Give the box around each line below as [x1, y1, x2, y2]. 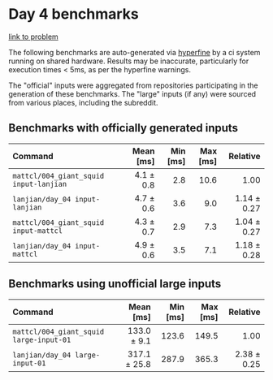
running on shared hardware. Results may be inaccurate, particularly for [8, 56, 249, 66]
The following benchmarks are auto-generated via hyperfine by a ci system [8, 47, 261, 57]
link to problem [8, 32, 58, 41]
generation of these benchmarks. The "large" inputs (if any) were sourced [8, 89, 257, 98]
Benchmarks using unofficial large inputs [8, 277, 222, 291]
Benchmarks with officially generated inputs [8, 121, 238, 135]
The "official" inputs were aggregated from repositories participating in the [8, 80, 258, 90]
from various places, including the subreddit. [8, 97, 158, 107]
